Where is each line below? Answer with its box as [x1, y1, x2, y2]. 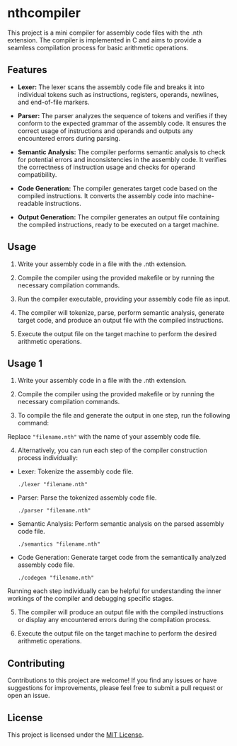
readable [17, 199, 44, 207]
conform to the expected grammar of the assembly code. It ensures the [17, 119, 226, 127]
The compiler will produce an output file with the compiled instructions [17, 608, 224, 616]
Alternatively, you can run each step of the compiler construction [17, 446, 207, 454]
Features [7, 64, 47, 76]
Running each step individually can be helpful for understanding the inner [7, 587, 221, 595]
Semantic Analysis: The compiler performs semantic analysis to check [17, 147, 226, 156]
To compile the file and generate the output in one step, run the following [17, 411, 231, 420]
